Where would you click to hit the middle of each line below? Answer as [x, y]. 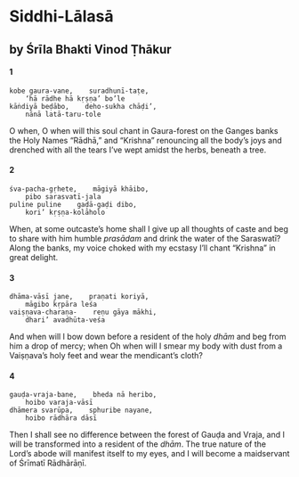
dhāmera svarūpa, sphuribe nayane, [81, 411]
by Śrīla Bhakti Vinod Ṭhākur [90, 49]
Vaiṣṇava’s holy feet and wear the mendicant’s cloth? [106, 356]
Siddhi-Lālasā [61, 16]
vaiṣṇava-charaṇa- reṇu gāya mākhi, [83, 313]
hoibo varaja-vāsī [59, 403]
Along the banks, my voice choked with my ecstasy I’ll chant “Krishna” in [142, 248]
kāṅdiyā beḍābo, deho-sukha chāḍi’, [83, 106]
